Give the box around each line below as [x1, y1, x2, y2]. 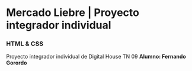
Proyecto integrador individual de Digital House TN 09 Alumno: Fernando [6, 53, 187, 60]
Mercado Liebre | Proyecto [6, 6, 139, 20]
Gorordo [6, 59, 27, 66]
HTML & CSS [6, 40, 43, 48]
